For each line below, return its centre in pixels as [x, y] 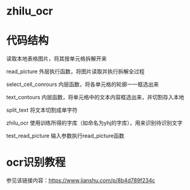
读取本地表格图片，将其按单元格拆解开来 [56, 59]
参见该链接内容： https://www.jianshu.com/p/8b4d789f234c [81, 180]
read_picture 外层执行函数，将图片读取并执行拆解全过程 [75, 71]
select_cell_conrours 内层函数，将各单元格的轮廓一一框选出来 [83, 84]
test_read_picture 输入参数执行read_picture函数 [65, 136]
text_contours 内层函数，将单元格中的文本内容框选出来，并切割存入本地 [95, 97]
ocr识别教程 [36, 162]
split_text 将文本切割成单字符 [42, 110]
